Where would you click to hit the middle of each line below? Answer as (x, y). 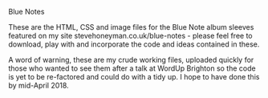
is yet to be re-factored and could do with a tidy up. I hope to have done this (134, 77)
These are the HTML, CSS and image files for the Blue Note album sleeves (131, 27)
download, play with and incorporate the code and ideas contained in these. (134, 44)
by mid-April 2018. (39, 85)
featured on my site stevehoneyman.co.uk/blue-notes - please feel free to (130, 36)
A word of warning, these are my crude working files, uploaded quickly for (131, 60)
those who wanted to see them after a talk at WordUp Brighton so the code (132, 68)
